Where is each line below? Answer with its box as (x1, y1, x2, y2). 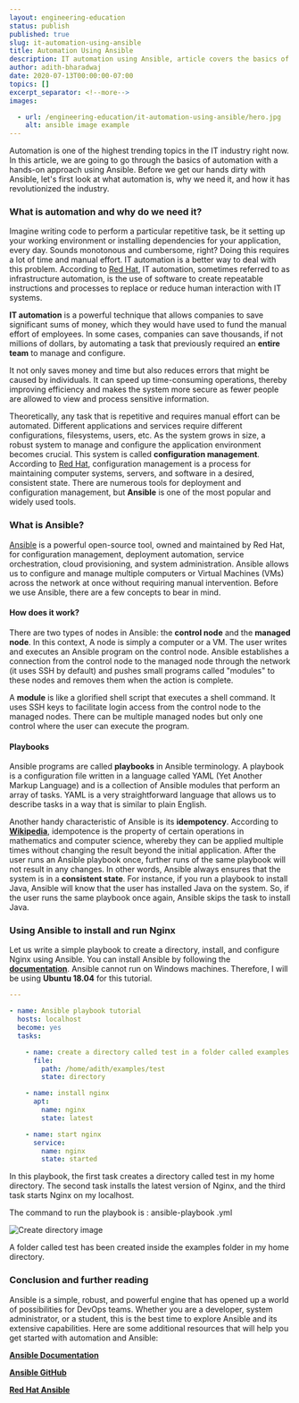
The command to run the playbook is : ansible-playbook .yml (9, 1207, 233, 1218)
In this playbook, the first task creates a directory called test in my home (9, 1171, 275, 1182)
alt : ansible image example (25, 121, 129, 130)
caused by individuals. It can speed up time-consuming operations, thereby (9, 375, 287, 386)
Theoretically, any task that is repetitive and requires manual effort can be (9, 411, 281, 421)
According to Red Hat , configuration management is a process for (9, 458, 252, 470)
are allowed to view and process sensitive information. (9, 394, 210, 404)
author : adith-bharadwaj (9, 64, 102, 72)
